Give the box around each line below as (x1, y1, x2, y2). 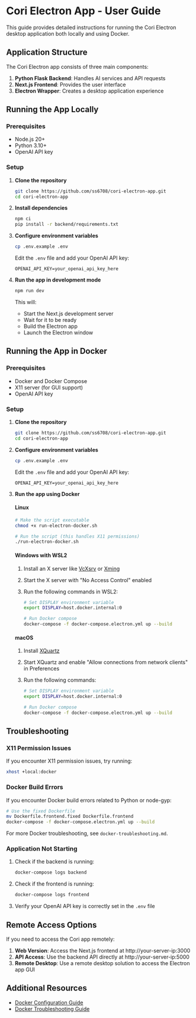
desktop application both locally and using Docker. (6, 30, 130, 37)
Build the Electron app (23, 323, 78, 330)
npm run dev (14, 288, 44, 294)
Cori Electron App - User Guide (6, 4, 161, 18)
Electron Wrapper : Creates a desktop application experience (14, 87, 164, 94)
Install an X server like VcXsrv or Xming (23, 565, 120, 572)
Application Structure (6, 48, 88, 58)
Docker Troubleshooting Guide (14, 1005, 90, 1012)
